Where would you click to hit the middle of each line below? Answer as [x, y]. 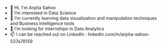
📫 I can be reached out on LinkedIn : [48, 34]
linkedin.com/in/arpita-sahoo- [119, 34]
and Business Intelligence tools [42, 23]
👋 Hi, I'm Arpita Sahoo [33, 8]
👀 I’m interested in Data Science [43, 13]
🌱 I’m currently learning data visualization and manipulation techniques [83, 18]
